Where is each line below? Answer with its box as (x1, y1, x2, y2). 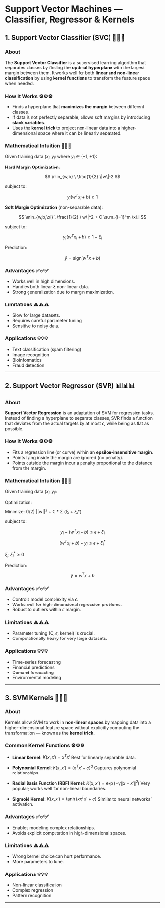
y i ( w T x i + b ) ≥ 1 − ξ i (63, 233, 102, 241)
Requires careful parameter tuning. (12, 318, 83, 324)
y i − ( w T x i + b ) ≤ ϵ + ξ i (60, 528, 105, 536)
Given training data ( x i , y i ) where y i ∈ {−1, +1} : (5, 154, 97, 161)
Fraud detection (12, 362, 45, 368)
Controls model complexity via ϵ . (12, 596, 79, 602)
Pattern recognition (12, 893, 52, 899)
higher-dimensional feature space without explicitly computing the (5, 725, 139, 731)
